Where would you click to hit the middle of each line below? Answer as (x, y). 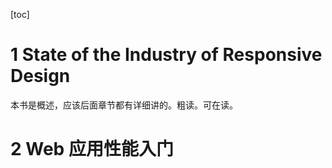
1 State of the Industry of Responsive (166, 55)
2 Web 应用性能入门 (92, 149)
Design (40, 76)
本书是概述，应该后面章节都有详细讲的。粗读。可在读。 (124, 105)
